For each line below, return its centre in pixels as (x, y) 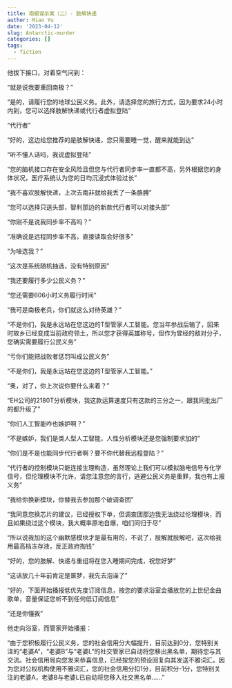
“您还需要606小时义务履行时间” (52, 295)
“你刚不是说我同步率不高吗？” (49, 222)
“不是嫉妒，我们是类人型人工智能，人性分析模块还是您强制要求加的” (104, 438)
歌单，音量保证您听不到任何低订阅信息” (63, 598)
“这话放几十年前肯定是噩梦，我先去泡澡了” (67, 575)
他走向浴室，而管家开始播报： (49, 628)
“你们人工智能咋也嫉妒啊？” (46, 423)
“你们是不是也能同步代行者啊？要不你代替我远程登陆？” (86, 453)
